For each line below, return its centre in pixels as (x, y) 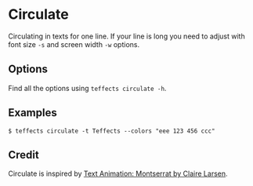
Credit (23, 155)
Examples (33, 113)
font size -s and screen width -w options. (74, 44)
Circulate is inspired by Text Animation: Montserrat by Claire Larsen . (118, 173)
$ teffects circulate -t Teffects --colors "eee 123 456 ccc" (112, 131)
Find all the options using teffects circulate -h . (87, 88)
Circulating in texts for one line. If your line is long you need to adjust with (127, 36)
